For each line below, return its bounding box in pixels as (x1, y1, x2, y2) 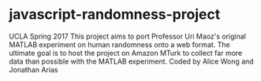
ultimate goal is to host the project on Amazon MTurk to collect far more (9, 48, 243, 57)
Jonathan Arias (9, 64, 58, 74)
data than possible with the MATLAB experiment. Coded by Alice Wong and (9, 57, 255, 66)
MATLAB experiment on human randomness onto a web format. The (9, 39, 231, 49)
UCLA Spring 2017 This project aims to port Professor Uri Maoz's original (9, 31, 247, 41)
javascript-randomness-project (9, 6, 221, 24)
